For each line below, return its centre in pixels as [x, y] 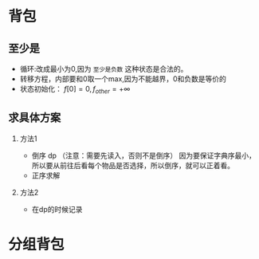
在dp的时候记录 [57, 209]
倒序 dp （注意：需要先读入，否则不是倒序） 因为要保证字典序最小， [144, 155]
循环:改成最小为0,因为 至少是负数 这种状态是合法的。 [104, 69]
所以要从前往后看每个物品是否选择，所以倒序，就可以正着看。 [133, 165]
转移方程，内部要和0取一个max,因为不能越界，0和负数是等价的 [123, 79]
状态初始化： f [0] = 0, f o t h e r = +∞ [75, 90]
